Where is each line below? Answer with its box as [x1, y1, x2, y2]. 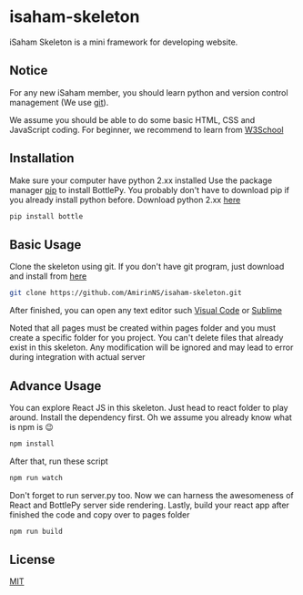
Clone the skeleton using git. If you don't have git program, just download [9, 262, 285, 272]
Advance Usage [9, 378, 102, 394]
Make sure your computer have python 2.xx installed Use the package [9, 175, 273, 186]
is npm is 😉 [9, 421, 55, 432]
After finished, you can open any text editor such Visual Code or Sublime [9, 305, 282, 316]
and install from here [9, 271, 87, 282]
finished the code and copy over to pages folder [9, 508, 190, 520]
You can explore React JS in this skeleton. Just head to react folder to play [9, 402, 288, 413]
